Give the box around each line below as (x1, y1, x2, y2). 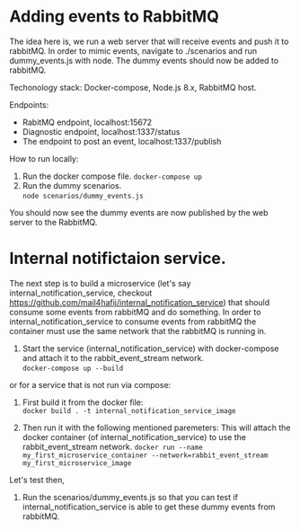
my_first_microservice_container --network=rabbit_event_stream (22, 451, 269, 460)
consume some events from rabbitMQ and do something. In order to (9, 306, 261, 317)
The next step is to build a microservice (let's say (9, 278, 191, 288)
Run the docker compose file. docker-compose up (22, 171, 202, 181)
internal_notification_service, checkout (9, 287, 153, 298)
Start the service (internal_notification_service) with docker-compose (22, 343, 279, 354)
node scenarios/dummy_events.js (22, 191, 144, 200)
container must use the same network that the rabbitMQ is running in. (9, 325, 267, 336)
